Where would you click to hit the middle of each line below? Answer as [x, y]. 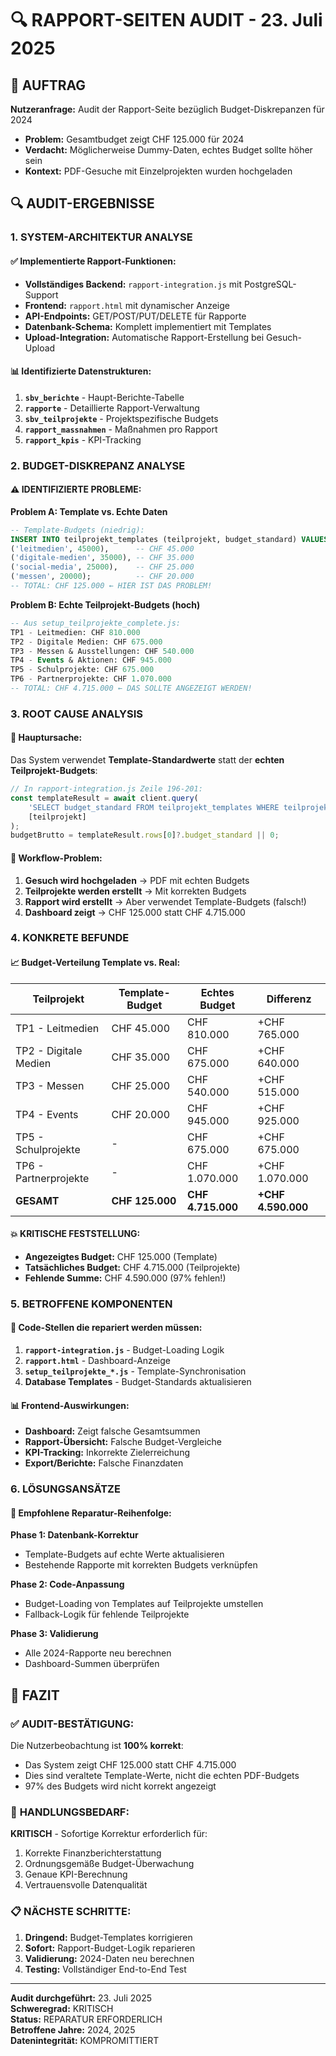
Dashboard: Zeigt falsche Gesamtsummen [112, 1431]
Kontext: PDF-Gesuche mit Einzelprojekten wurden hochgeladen [158, 171]
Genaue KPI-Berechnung [76, 1874]
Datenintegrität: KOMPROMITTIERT [85, 2040]
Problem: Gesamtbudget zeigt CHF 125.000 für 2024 [134, 139]
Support [41, 294]
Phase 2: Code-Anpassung [67, 1584]
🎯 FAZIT [35, 1695]
